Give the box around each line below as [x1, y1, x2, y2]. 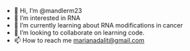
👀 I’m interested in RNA [13, 14, 81, 22]
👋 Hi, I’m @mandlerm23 [13, 7, 82, 14]
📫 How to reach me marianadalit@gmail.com [13, 37, 145, 44]
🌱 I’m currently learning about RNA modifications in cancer [13, 21, 184, 29]
